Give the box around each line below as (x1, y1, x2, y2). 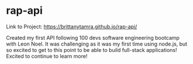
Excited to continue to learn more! (6, 52, 88, 59)
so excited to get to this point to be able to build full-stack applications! (6, 46, 177, 53)
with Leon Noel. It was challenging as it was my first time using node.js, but (6, 40, 188, 47)
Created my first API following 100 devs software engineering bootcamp (6, 34, 180, 41)
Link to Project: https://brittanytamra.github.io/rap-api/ (6, 23, 137, 30)
